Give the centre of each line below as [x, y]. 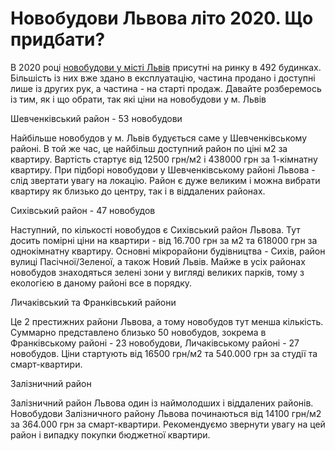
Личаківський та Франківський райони [93, 302]
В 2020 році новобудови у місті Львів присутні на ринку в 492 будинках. [166, 67]
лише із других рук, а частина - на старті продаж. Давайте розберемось [166, 88]
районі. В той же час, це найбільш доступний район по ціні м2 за [149, 148]
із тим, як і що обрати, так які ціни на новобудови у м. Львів [138, 99]
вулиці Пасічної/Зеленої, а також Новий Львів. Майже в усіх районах [158, 261]
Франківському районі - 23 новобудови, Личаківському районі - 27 [155, 343]
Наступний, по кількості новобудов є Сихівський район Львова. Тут [155, 229]
